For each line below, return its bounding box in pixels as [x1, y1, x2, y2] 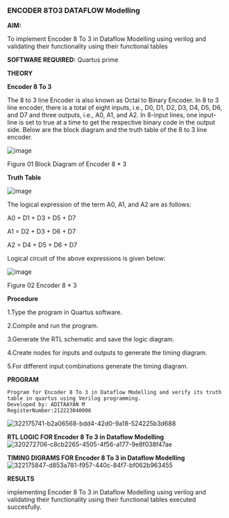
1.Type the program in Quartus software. [7, 308, 123, 316]
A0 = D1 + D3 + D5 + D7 [7, 214, 76, 222]
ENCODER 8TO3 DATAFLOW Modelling [7, 6, 140, 15]
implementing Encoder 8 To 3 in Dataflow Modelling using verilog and [7, 488, 207, 496]
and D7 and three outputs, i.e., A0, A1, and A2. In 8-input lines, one [7, 111, 198, 120]
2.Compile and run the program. [7, 322, 99, 330]
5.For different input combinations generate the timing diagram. [7, 362, 189, 371]
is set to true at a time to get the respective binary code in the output [19, 118, 216, 127]
